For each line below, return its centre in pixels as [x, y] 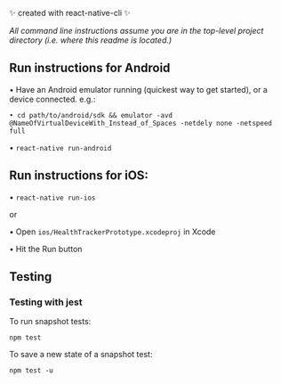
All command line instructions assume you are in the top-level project [136, 31]
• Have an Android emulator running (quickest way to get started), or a [139, 89]
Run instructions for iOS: [79, 176]
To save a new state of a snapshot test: [81, 355]
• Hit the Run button [46, 249]
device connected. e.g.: [52, 99]
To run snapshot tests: [50, 322]
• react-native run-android [60, 147]
